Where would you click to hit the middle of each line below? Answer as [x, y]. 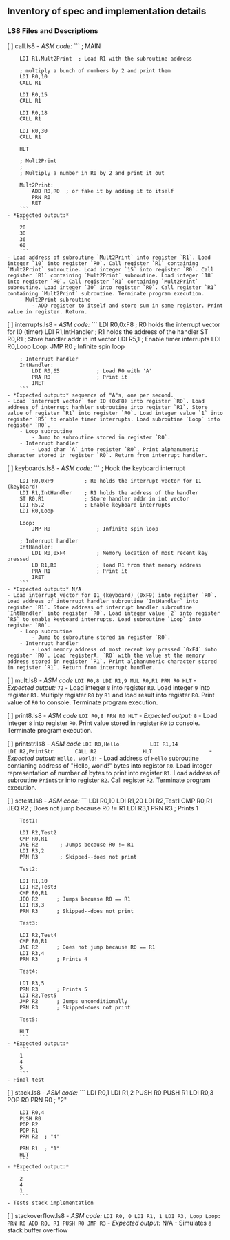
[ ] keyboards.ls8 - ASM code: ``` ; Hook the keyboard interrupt [96, 468]
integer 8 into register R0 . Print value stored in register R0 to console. [104, 723]
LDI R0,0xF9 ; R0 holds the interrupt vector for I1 [111, 481]
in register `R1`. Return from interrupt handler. [81, 667]
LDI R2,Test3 [38, 887]
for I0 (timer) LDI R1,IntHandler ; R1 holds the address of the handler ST [108, 332]
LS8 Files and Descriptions [53, 31]
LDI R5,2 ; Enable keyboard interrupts [95, 505]
